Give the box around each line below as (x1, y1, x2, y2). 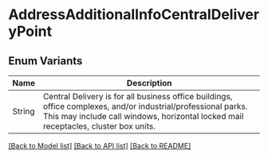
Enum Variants (8, 54, 83, 67)
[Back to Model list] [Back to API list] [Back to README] (8, 141, 191, 150)
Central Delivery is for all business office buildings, (42, 91, 233, 102)
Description (126, 78, 173, 88)
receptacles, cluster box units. (42, 121, 156, 132)
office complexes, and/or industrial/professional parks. (42, 101, 248, 112)
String (12, 106, 35, 117)
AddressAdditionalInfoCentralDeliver (8, 6, 260, 24)
